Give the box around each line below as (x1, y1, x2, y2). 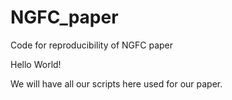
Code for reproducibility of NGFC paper (10, 39, 174, 51)
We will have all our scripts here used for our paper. (10, 77, 223, 90)
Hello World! (10, 58, 62, 70)
